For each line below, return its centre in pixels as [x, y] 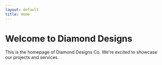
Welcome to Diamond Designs [69, 39]
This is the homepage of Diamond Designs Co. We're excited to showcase [81, 52]
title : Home [17, 14]
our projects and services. [32, 58]
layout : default [22, 10]
